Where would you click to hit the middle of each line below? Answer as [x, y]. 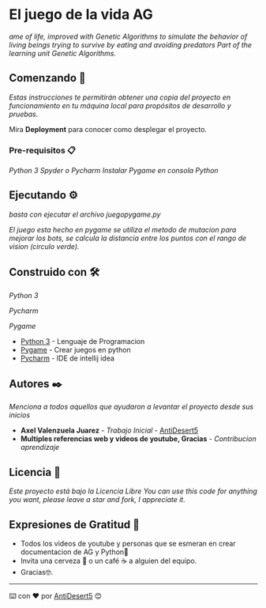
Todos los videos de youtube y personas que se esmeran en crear [128, 544]
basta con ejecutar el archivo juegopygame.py [85, 214]
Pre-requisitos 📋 [42, 150]
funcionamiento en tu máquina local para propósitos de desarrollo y [120, 105]
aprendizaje [40, 448]
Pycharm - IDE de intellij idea [67, 358]
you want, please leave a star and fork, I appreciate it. [97, 500]
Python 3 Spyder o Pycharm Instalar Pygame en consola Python [114, 171]
